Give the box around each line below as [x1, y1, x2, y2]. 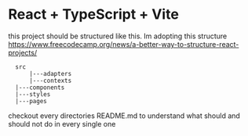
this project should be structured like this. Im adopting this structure [8, 31, 228, 41]
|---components [15, 84, 65, 91]
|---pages [15, 97, 47, 105]
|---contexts [28, 77, 72, 84]
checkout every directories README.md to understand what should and [8, 111, 241, 120]
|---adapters [28, 70, 72, 77]
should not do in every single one [8, 119, 116, 128]
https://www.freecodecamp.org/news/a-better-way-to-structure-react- [8, 39, 239, 48]
